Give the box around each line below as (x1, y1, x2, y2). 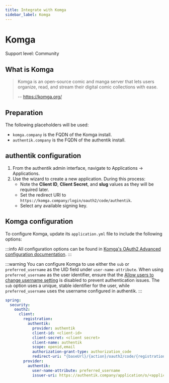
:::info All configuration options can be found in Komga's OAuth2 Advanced (5, 246, 161, 252)
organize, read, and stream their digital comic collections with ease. (17, 84, 158, 90)
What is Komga (5, 65, 54, 74)
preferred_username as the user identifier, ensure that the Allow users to (5, 271, 154, 278)
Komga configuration (5, 217, 73, 226)
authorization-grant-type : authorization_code (32, 349, 132, 354)
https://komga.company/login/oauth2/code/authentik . (20, 197, 132, 203)
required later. (20, 186, 49, 193)
